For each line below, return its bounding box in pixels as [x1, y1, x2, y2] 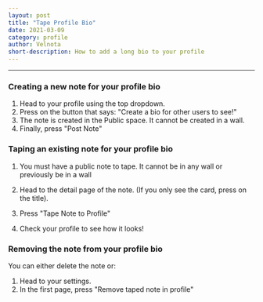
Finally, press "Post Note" [19, 124, 103, 133]
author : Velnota [8, 41, 61, 49]
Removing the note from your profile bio [8, 243, 163, 254]
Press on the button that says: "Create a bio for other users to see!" [19, 107, 237, 117]
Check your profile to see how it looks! [19, 224, 145, 233]
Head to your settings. [19, 276, 92, 286]
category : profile [8, 33, 68, 42]
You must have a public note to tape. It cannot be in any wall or [19, 162, 223, 171]
